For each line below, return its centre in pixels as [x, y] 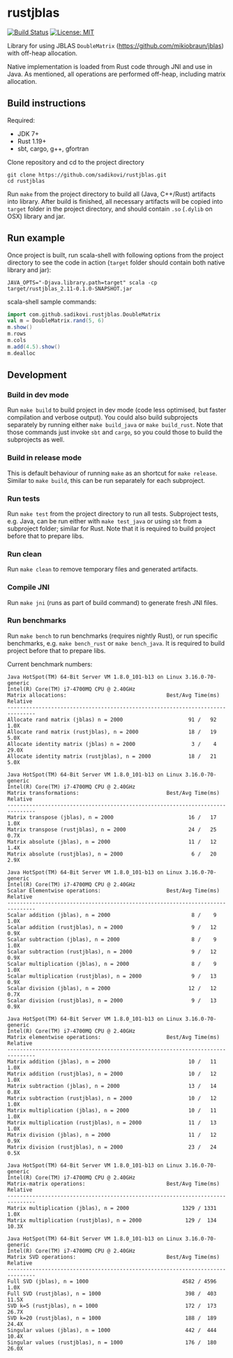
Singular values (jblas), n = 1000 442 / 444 [112, 1330]
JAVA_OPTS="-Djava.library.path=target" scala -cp [82, 283]
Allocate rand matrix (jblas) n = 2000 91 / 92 [112, 719]
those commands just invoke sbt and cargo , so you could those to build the [115, 432]
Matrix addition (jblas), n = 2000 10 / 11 [112, 1061]
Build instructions [46, 104]
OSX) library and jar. [36, 216]
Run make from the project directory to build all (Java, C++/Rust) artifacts [112, 194]
